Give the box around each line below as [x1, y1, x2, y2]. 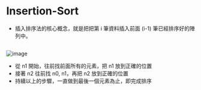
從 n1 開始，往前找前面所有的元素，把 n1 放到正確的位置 [14, 62, 152, 70]
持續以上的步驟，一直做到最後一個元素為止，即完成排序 [14, 77, 152, 85]
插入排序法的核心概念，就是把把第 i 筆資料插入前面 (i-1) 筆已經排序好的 [14, 25, 190, 32]
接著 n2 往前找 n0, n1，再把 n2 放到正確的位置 [14, 70, 129, 77]
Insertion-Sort [6, 4, 79, 18]
